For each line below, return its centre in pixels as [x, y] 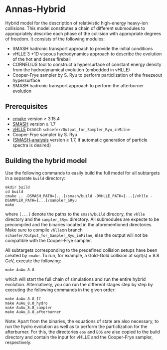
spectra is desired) [32, 145]
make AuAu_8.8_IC [23, 299]
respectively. [18, 342]
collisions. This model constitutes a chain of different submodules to [75, 28]
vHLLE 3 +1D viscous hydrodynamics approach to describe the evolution [87, 54]
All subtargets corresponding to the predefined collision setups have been [81, 250]
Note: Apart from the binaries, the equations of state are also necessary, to [82, 321]
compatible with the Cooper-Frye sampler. [49, 240]
